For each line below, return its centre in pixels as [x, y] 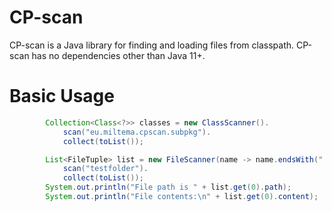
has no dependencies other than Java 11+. [118, 55]
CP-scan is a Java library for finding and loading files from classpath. [152, 45]
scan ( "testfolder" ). [105, 169]
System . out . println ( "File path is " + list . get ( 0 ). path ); [168, 187]
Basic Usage [62, 96]
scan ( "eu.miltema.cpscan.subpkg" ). [137, 132]
